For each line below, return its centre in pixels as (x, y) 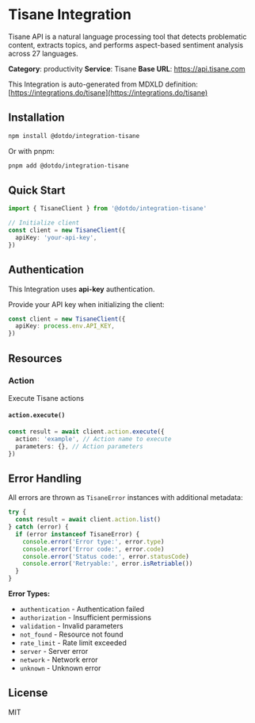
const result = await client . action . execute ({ (86, 432)
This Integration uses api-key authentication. (82, 289)
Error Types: (29, 594)
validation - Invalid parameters (71, 626)
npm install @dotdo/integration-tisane (74, 136)
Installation (36, 118)
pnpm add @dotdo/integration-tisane (69, 165)
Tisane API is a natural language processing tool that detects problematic (127, 37)
